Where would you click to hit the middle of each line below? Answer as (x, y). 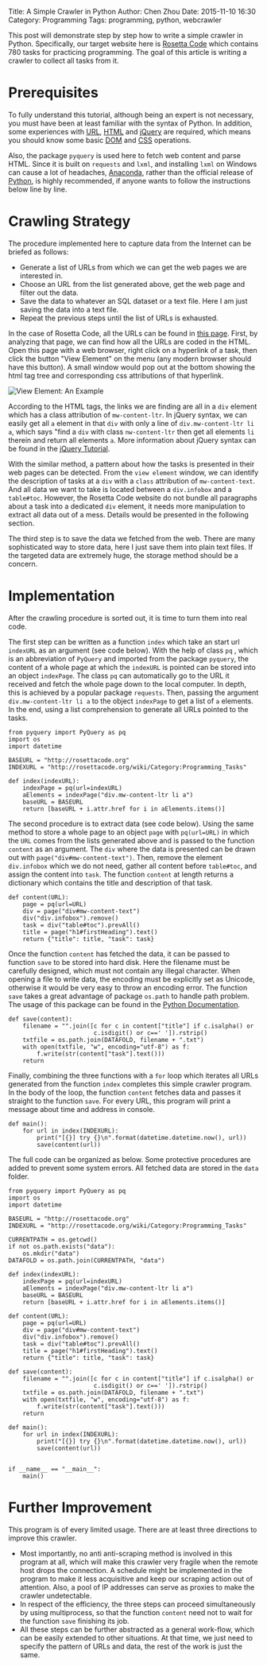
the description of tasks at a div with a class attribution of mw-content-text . (132, 481)
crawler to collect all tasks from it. (64, 60)
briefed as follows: (39, 252)
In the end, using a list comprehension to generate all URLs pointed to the (128, 709)
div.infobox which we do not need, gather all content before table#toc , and (133, 866)
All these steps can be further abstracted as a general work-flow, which (137, 1629)
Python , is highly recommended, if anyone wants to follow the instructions (130, 180)
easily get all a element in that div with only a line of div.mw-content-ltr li (131, 423)
